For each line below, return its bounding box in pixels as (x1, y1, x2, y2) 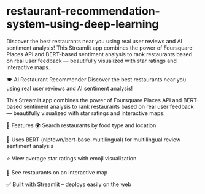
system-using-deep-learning (6, 17, 159, 31)
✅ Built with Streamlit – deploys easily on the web (6, 181, 132, 188)
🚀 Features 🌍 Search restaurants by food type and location (6, 121, 157, 129)
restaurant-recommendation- (6, 4, 161, 18)
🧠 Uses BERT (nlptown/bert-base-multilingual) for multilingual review (6, 136, 181, 143)
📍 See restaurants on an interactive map (6, 168, 108, 176)
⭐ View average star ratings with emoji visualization (6, 154, 137, 162)
